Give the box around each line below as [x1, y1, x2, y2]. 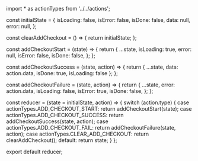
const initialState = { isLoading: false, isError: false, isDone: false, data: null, [6, 17, 191, 23]
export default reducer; [6, 148, 63, 155]
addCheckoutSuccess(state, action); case [6, 118, 108, 125]
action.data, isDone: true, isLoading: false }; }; [6, 70, 119, 76]
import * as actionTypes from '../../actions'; [6, 5, 111, 12]
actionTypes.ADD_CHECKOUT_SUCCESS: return [6, 112, 124, 118]
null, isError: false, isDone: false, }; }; [6, 52, 96, 59]
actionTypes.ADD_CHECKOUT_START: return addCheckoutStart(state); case [6, 105, 192, 112]
